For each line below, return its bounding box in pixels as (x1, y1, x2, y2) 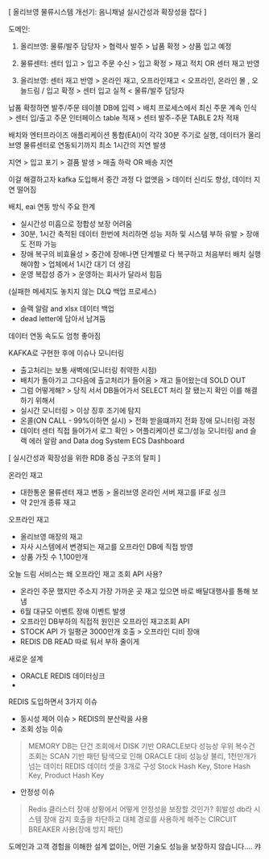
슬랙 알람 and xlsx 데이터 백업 (19, 304, 115, 313)
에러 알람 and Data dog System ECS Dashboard (28, 436, 185, 446)
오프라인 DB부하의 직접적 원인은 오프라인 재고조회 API (19, 617, 190, 626)
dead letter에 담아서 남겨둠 (19, 314, 106, 323)
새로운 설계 (8, 654, 43, 664)
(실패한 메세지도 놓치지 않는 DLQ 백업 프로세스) (8, 287, 157, 296)
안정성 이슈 (19, 787, 56, 797)
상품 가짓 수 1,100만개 (19, 552, 89, 561)
